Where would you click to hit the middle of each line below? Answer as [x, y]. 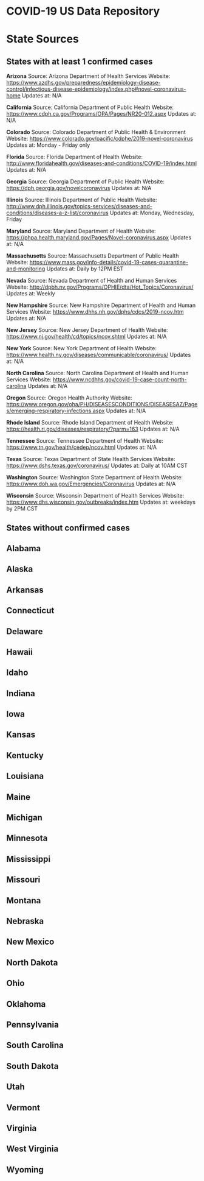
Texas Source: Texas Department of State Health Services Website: [91, 459]
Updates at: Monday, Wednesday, [152, 213]
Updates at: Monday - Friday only [48, 145]
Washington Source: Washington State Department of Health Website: [95, 478]
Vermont [23, 1108]
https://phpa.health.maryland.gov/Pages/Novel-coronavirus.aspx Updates [99, 238]
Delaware [25, 631]
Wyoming [25, 1170]
